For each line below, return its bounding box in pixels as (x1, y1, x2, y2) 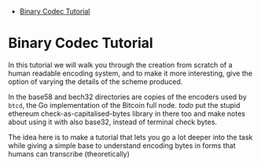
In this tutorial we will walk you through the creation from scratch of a (8, 60, 233, 69)
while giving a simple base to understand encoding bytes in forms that (8, 141, 236, 150)
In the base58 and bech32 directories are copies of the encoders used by (8, 92, 247, 101)
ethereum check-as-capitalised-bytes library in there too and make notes (8, 109, 246, 118)
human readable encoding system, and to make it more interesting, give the (8, 68, 253, 78)
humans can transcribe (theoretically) (8, 149, 130, 158)
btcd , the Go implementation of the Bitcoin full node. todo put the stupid (8, 100, 241, 109)
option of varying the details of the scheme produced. (8, 76, 183, 86)
